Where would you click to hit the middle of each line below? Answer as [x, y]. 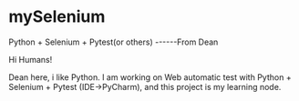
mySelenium [57, 17]
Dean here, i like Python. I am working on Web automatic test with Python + [150, 77]
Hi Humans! [31, 59]
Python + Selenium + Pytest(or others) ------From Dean [113, 42]
